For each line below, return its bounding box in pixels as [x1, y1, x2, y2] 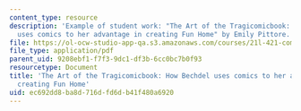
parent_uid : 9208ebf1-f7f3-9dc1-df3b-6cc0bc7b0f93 [9, 55, 202, 64]
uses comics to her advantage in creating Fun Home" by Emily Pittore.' [17, 30, 295, 38]
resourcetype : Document [9, 64, 99, 73]
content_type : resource [9, 13, 99, 22]
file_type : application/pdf [9, 47, 115, 55]
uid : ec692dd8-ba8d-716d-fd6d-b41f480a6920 [9, 88, 175, 97]
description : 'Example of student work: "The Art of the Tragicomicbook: [9, 21, 291, 30]
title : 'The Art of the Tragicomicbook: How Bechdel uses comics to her [9, 72, 287, 81]
